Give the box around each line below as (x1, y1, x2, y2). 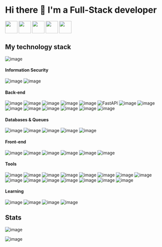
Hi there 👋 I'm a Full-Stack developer (5, 4, 157, 16)
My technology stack (5, 43, 71, 51)
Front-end (5, 138, 26, 144)
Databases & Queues (5, 116, 49, 122)
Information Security (5, 67, 49, 73)
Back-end (5, 89, 26, 95)
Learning (5, 189, 24, 194)
